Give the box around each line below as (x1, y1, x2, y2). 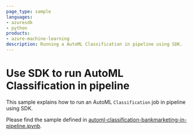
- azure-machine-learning (6, 36, 69, 42)
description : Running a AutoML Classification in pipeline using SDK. (6, 42, 183, 48)
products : (6, 31, 31, 36)
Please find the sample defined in (6, 116, 87, 123)
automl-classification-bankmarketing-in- (88, 116, 187, 123)
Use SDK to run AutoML (6, 67, 124, 80)
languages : (6, 14, 33, 20)
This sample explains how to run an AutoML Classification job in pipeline (6, 98, 186, 106)
